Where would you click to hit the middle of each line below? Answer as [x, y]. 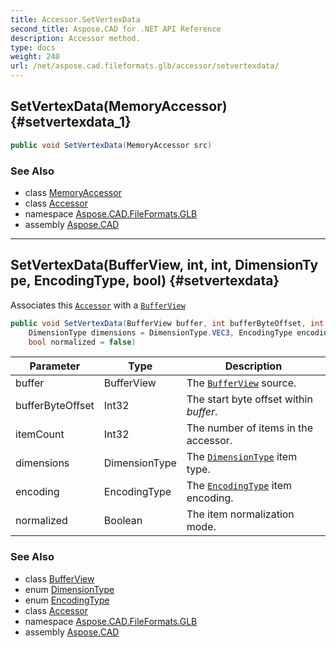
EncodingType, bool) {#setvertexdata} [156, 281]
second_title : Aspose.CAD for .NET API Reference [116, 29]
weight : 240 [35, 57]
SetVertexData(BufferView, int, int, [121, 265]
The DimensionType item [242, 457]
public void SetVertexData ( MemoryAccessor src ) [111, 145]
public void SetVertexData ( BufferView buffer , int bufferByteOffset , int [167, 323]
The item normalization [240, 514]
